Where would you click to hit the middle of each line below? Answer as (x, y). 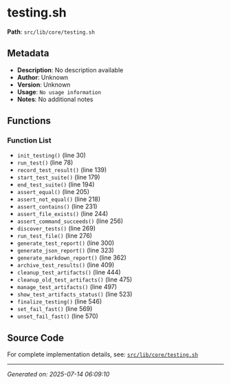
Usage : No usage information (59, 92)
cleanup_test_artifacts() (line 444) (69, 273)
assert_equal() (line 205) (53, 192)
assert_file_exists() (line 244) (63, 214)
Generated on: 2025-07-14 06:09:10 (58, 374)
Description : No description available (70, 70)
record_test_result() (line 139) (62, 170)
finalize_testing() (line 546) (59, 301)
